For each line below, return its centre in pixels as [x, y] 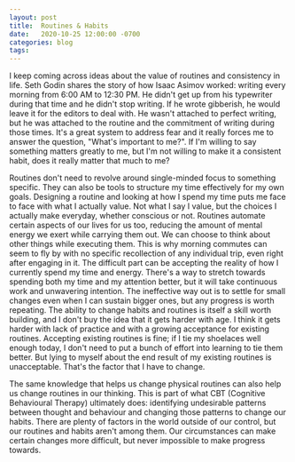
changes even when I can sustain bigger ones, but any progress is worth [142, 301]
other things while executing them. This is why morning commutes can [138, 244]
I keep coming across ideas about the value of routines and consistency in [145, 76]
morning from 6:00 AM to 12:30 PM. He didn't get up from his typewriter [141, 95]
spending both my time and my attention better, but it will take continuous [143, 282]
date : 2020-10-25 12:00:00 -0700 [75, 34]
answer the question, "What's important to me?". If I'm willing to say [133, 142]
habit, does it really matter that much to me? [89, 161]
